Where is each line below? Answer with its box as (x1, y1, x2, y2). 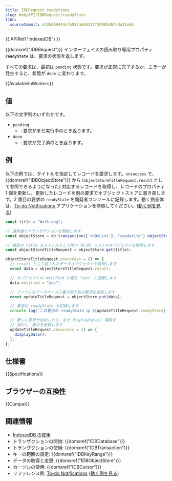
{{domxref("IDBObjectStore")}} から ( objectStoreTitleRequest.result (5, 177, 153, 183)
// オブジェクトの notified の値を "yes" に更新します (10, 275, 117, 280)
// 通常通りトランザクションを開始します (5, 228, 81, 234)
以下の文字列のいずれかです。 (5, 111, 68, 118)
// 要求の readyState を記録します (10, 303, 79, 309)
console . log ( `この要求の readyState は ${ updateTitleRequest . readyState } (10, 309, 166, 314)
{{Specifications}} (5, 371, 44, 377)
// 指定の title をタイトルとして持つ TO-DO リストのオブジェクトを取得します (5, 242, 155, 248)
